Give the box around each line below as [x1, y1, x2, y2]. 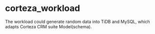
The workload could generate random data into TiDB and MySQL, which [5, 19, 150, 24]
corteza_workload [5, 3, 80, 14]
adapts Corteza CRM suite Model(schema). [5, 23, 92, 29]
